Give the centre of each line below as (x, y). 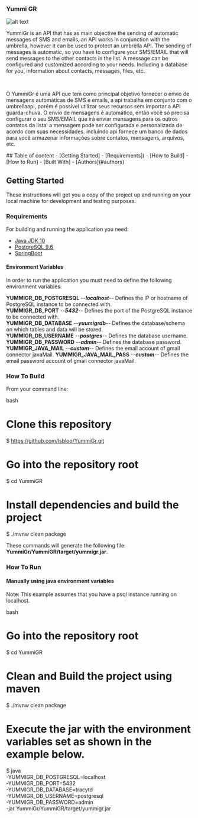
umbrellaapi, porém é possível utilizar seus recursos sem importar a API (94, 107)
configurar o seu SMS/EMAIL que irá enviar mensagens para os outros (92, 119)
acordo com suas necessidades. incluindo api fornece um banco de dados (97, 131)
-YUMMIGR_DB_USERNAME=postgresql (55, 796)
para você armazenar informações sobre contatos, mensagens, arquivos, (95, 138)
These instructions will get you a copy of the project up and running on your (98, 195)
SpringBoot (28, 253)
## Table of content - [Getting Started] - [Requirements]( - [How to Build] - (97, 156)
